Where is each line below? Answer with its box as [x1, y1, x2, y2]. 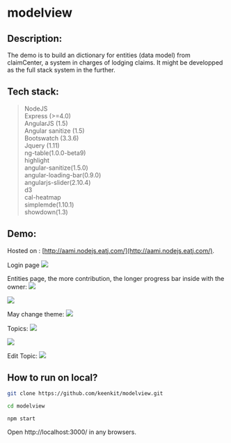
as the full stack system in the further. [7, 66, 116, 74]
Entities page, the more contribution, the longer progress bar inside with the [7, 274, 225, 282]
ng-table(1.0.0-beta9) [24, 148, 86, 157]
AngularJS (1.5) [24, 119, 68, 127]
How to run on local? [7, 372, 98, 384]
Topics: [7, 324, 29, 332]
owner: [7, 282, 28, 291]
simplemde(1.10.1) [24, 200, 74, 209]
